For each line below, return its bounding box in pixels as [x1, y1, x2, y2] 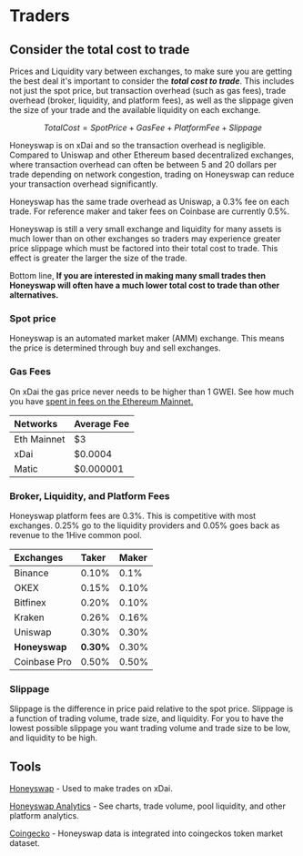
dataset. [9, 838, 41, 848]
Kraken [14, 611, 45, 624]
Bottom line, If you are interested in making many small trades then [9, 270, 267, 280]
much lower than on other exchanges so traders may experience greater [9, 233, 281, 244]
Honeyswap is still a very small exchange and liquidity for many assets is [9, 224, 282, 234]
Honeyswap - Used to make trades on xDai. [9, 783, 173, 793]
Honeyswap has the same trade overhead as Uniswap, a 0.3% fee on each [9, 197, 289, 207]
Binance [14, 566, 49, 579]
